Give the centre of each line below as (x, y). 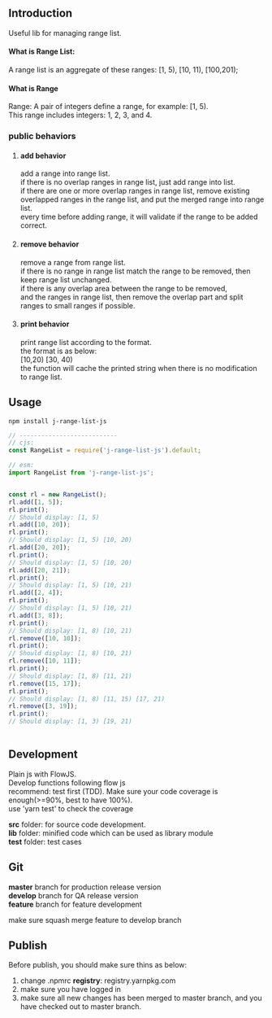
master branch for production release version (85, 887)
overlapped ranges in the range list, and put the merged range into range (142, 199)
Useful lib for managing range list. (65, 33)
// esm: (22, 465)
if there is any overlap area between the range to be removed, (123, 288)
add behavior (43, 155)
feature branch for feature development (75, 904)
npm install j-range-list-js (58, 421)
